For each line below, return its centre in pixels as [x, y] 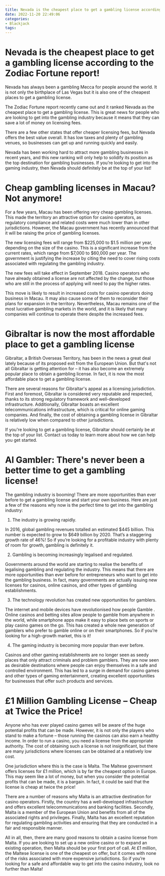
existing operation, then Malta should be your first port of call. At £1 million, [81, 848]
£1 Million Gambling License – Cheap [81, 701]
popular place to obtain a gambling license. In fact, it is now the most [75, 374]
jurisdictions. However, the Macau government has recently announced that [82, 228]
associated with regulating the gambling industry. [55, 263]
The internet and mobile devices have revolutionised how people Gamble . [80, 609]
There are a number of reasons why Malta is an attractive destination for [78, 796]
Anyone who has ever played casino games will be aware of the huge [75, 725]
